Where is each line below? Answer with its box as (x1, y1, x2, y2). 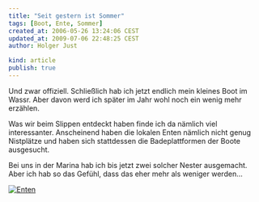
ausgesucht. (8, 145, 50, 154)
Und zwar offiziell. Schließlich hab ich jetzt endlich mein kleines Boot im (8, 86, 248, 95)
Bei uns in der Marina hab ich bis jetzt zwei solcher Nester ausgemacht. (8, 160, 248, 170)
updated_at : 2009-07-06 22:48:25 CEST (8, 34, 139, 43)
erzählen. (8, 103, 40, 113)
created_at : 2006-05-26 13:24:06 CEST (8, 27, 139, 35)
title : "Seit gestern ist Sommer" (8, 11, 125, 20)
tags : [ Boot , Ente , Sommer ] (8, 19, 104, 27)
